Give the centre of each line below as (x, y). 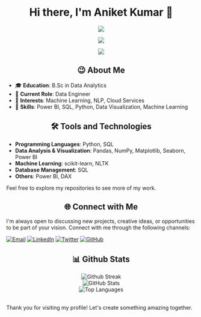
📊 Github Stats (101, 259)
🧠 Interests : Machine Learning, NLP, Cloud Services (79, 100)
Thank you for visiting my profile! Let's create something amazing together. (99, 308)
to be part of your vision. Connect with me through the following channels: (98, 228)
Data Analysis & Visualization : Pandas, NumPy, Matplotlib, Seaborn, (100, 150)
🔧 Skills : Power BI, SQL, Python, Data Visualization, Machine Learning (101, 107)
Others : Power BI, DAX (43, 176)
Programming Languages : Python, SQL (64, 144)
